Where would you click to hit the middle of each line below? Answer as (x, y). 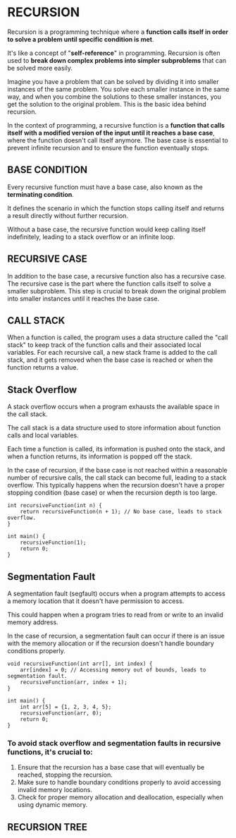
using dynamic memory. (52, 805)
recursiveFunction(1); (53, 543)
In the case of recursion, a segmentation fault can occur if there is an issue (116, 636)
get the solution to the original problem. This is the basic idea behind (107, 104)
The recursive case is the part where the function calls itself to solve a (109, 284)
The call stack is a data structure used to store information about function (114, 428)
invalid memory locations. (55, 790)
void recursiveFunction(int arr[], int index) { (80, 664)
